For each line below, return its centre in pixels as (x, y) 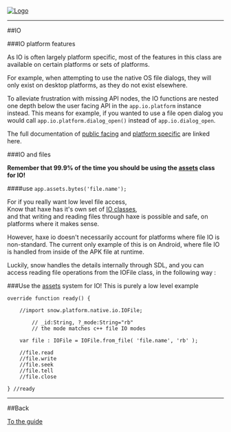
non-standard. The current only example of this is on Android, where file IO (113, 244)
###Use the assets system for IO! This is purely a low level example (103, 286)
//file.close (38, 377)
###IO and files (29, 154)
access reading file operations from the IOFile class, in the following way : (112, 272)
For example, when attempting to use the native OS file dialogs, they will (109, 78)
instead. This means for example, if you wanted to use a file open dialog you (115, 113)
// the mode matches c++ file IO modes (89, 329)
